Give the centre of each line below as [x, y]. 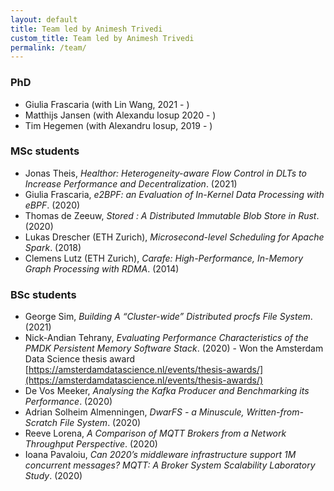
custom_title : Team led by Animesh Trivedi [102, 38]
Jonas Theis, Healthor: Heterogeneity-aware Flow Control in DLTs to [165, 173]
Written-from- [275, 412]
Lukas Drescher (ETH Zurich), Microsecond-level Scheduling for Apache [174, 237]
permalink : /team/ [48, 47]
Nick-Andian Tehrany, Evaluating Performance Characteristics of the [166, 338]
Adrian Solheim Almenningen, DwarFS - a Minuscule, [134, 412]
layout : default [44, 19]
